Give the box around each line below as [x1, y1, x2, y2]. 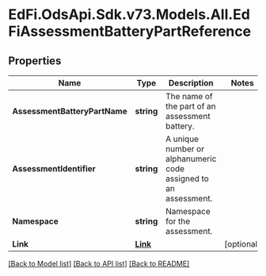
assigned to [165, 173, 210, 184]
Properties [8, 54, 62, 67]
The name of [165, 91, 213, 102]
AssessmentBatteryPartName [12, 105, 128, 117]
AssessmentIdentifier [12, 163, 97, 174]
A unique [165, 133, 199, 144]
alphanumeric [165, 153, 217, 164]
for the [165, 216, 191, 227]
